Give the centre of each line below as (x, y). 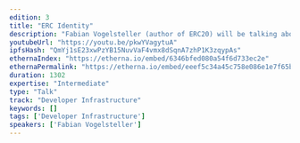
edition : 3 (29, 17)
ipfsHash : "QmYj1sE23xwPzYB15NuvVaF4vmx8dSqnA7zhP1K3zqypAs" (125, 51)
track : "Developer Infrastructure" (75, 100)
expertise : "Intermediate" (59, 83)
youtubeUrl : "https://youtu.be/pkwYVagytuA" (93, 42)
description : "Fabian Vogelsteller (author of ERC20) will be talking (143, 34)
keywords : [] (33, 108)
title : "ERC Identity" (51, 26)
